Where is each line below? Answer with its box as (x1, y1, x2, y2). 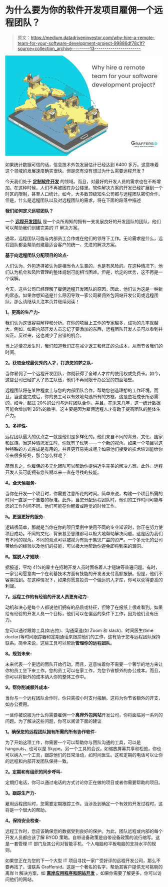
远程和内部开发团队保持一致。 (9, 758, 71, 764)
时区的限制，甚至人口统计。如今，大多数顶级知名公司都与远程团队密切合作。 (5, 191, 163, 197)
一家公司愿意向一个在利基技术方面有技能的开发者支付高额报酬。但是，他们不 (5, 570, 163, 576)
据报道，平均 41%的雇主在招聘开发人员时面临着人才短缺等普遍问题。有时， (5, 564, 160, 570)
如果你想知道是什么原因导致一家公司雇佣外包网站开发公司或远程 (22, 292, 154, 298)
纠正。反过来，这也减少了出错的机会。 (5, 332, 84, 338)
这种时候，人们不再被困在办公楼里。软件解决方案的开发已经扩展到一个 (18, 185, 163, 191)
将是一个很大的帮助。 (5, 806, 49, 813)
